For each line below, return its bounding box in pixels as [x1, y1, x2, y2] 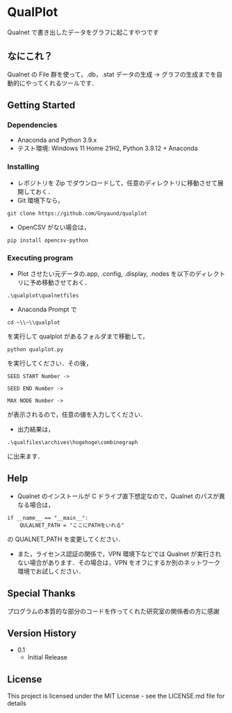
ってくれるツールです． [31, 79, 99, 87]
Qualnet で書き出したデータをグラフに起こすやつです [7, 28, 159, 36]
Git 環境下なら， [17, 196, 64, 204]
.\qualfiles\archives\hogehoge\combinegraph [7, 439, 138, 446]
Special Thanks [7, 588, 76, 600]
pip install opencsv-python [7, 237, 89, 244]
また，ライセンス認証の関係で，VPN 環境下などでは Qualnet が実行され [17, 550, 222, 558]
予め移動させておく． [29, 279, 91, 287]
